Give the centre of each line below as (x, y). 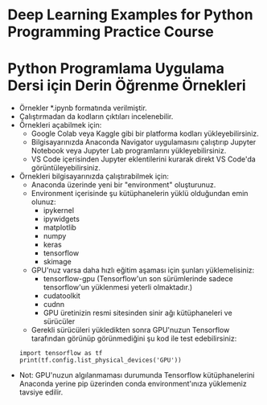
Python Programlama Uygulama (116, 69)
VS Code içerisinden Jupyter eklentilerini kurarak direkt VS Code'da (144, 159)
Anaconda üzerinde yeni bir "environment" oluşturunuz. (123, 185)
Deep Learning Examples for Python (131, 15)
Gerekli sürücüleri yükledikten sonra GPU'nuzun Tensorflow (130, 330)
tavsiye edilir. (41, 392)
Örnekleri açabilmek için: (60, 125)
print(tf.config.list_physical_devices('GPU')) (100, 360)
